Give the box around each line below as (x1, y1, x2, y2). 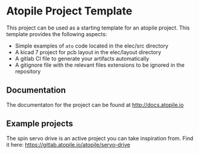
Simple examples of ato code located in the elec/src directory (14, 42, 169, 49)
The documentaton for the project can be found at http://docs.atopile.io (6, 101, 184, 108)
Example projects (6, 119, 74, 129)
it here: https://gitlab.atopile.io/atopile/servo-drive (6, 141, 131, 148)
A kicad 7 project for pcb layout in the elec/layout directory (14, 48, 162, 55)
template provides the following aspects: (6, 30, 107, 37)
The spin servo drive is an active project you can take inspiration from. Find (6, 134, 194, 142)
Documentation (6, 85, 66, 96)
